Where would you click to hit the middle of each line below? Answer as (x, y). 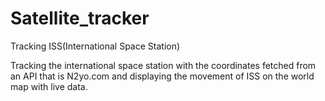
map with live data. (49, 86)
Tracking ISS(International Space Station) (95, 46)
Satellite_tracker (80, 18)
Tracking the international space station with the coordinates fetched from (163, 65)
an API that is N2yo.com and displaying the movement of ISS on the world (162, 76)
